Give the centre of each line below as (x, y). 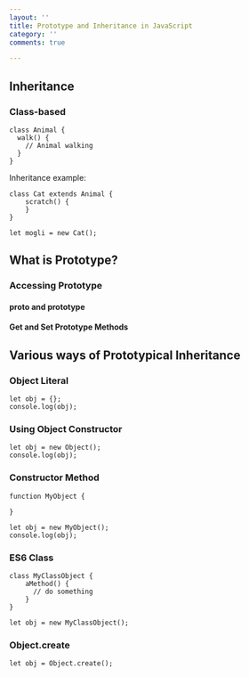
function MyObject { (48, 496)
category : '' (33, 34)
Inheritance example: (48, 177)
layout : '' (29, 17)
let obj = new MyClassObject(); (69, 623)
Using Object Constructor (66, 429)
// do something (63, 592)
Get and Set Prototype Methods (69, 327)
